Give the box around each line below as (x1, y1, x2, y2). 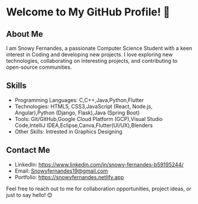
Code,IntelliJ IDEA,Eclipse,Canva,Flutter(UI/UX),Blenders (14, 122, 153, 129)
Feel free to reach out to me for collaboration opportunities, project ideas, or (6, 185, 192, 192)
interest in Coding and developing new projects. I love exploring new (6, 51, 173, 58)
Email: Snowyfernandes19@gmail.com (14, 167, 108, 174)
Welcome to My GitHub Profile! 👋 (6, 5, 170, 19)
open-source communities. (6, 63, 72, 71)
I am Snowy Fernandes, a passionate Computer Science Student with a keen (6, 44, 193, 52)
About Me (6, 29, 43, 39)
